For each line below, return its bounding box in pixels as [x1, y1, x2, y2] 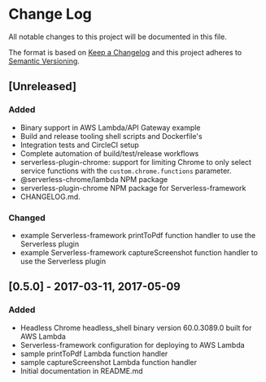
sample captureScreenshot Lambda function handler [20, 357, 198, 367]
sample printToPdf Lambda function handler [20, 349, 168, 358]
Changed [8, 212, 46, 224]
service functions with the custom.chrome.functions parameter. [20, 166, 232, 176]
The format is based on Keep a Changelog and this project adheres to [8, 47, 242, 57]
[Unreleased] [8, 80, 77, 93]
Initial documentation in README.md [20, 366, 144, 375]
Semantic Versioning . [8, 56, 80, 66]
